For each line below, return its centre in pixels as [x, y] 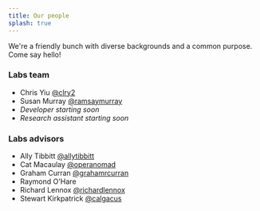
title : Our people [39, 16]
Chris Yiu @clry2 [47, 92]
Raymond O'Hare [48, 181]
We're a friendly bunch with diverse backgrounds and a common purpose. [130, 46]
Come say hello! [35, 54]
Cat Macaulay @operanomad [68, 165]
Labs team [29, 75]
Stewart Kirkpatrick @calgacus [71, 199]
